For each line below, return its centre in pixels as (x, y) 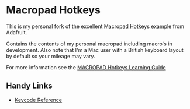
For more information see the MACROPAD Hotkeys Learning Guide (86, 67)
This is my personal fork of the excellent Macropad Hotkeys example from (95, 26)
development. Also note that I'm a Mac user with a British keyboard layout (95, 50)
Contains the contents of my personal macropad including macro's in (89, 44)
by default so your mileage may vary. (51, 56)
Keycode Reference (38, 100)
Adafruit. (17, 32)
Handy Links (29, 86)
